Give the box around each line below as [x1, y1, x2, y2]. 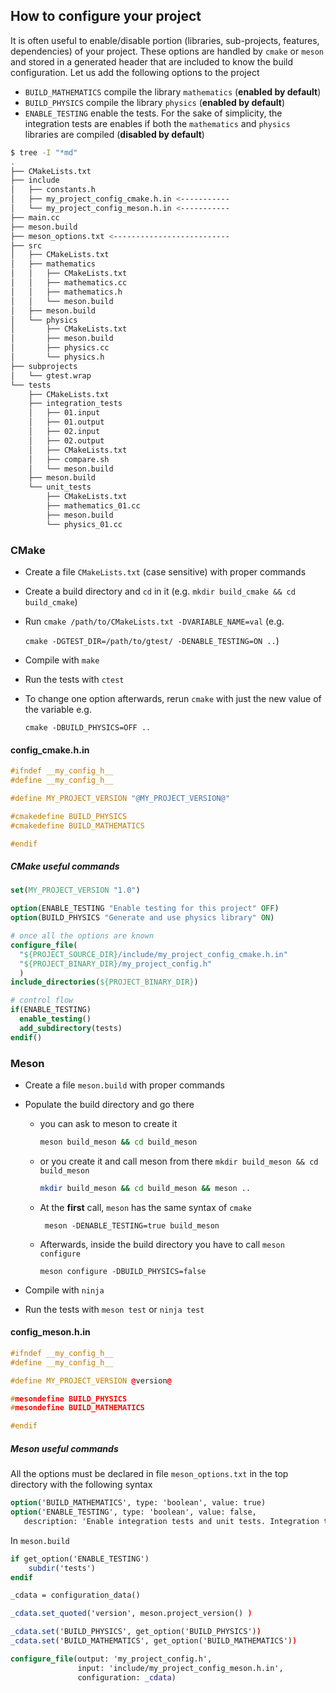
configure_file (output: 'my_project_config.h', [10, 1654, 213, 1664]
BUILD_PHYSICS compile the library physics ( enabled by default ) [24, 96, 285, 108]
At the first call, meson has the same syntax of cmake [39, 1201, 253, 1213]
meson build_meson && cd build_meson [39, 1137, 198, 1147]
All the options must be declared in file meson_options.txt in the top [10, 1468, 289, 1480]
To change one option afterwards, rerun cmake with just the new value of [24, 692, 322, 704]
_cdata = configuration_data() [10, 1590, 141, 1601]
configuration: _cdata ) [77, 1672, 177, 1683]
